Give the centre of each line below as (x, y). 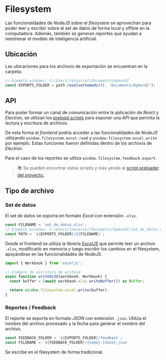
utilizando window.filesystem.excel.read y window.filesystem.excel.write (81, 138)
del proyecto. (31, 175)
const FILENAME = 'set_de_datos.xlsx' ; (46, 225)
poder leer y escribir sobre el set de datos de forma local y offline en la (77, 28)
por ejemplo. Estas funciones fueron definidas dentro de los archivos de (79, 143)
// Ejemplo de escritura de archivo (43, 272)
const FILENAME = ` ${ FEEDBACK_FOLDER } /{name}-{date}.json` (67, 343)
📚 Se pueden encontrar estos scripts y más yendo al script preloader (88, 168)
